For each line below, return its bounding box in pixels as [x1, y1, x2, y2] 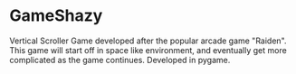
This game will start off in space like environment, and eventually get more [9, 44, 287, 55]
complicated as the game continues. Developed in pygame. [9, 54, 231, 65]
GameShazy [9, 5, 103, 26]
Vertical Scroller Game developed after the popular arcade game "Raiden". [9, 35, 287, 46]
